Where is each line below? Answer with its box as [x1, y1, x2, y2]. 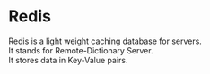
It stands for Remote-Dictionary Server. [8, 45, 153, 55]
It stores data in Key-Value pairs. [8, 54, 128, 65]
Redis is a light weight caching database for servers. [8, 36, 203, 46]
